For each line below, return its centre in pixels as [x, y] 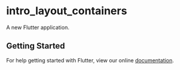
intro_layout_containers [67, 11]
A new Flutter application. [38, 27]
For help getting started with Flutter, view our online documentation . [90, 60]
